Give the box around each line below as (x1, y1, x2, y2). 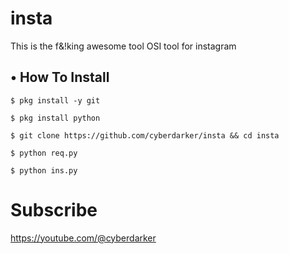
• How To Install (10, 69, 110, 86)
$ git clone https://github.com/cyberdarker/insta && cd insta (10, 130, 280, 141)
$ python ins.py (10, 165, 78, 176)
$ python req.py (10, 148, 78, 158)
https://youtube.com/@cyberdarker (10, 232, 157, 244)
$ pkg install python (10, 113, 101, 123)
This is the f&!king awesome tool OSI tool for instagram (10, 40, 237, 52)
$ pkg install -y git (10, 95, 101, 106)
